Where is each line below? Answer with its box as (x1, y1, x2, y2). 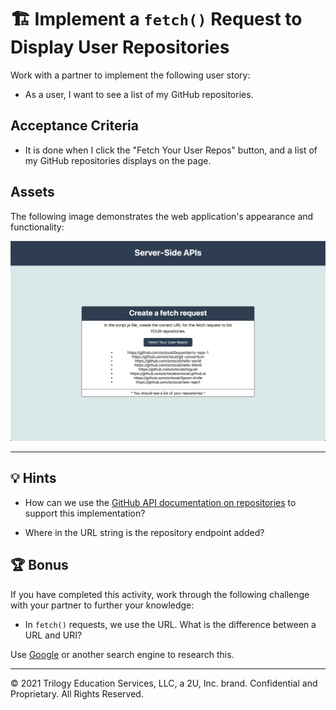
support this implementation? (24, 507, 146, 519)
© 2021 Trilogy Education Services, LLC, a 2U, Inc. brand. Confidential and (10, 677, 318, 689)
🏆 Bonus (10, 557, 69, 574)
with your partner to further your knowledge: (10, 599, 195, 611)
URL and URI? (24, 629, 83, 641)
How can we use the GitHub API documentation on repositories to (24, 496, 297, 508)
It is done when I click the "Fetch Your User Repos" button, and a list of (24, 144, 318, 156)
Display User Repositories (10, 36, 230, 59)
